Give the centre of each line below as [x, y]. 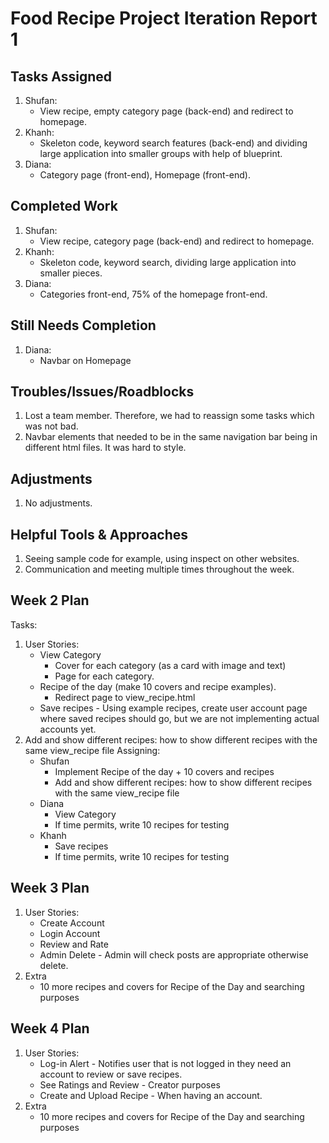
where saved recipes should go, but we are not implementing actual [179, 718]
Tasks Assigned [61, 76]
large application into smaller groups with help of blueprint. [161, 153]
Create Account [72, 923]
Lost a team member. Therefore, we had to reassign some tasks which [169, 416]
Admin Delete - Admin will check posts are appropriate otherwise [174, 954]
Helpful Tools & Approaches [99, 534]
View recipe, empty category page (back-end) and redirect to [166, 111]
